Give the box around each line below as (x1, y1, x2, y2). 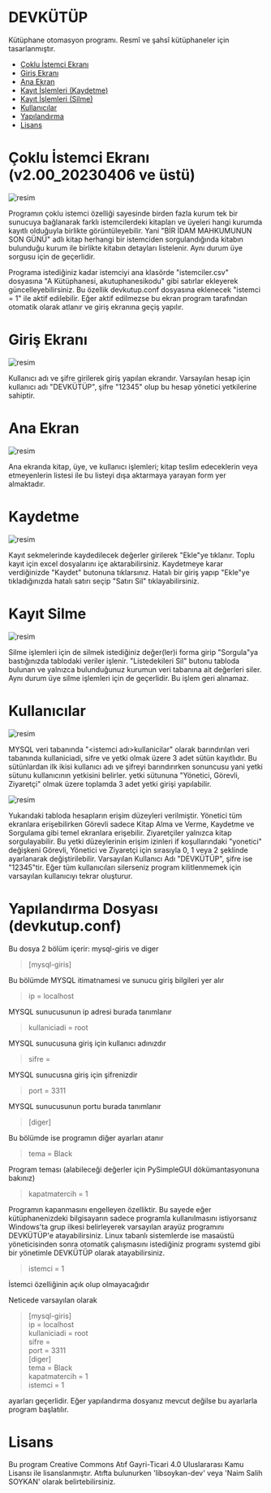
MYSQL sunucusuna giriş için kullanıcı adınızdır (8, 1038, 166, 1048)
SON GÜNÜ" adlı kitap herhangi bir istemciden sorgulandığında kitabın (8, 234, 243, 244)
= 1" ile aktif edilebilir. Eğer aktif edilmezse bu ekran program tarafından (8, 293, 247, 303)
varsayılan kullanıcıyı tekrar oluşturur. (8, 871, 133, 880)
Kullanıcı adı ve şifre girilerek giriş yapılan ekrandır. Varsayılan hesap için (8, 373, 251, 382)
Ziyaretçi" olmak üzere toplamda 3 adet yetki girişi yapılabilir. (8, 779, 212, 788)
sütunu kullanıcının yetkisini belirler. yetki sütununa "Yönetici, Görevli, (8, 770, 240, 780)
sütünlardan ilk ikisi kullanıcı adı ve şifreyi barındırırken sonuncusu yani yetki (8, 762, 264, 771)
